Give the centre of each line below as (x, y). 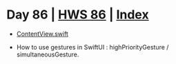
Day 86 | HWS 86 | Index (78, 15)
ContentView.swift (42, 34)
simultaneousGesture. (48, 54)
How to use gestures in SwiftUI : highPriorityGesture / (92, 47)
